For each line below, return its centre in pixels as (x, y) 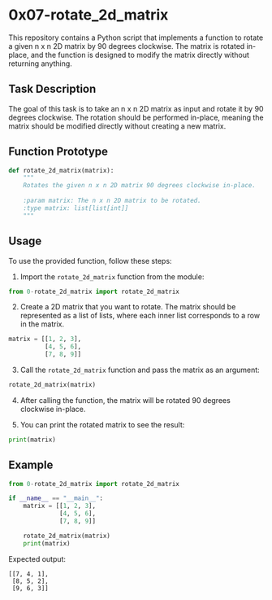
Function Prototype (58, 152)
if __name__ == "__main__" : (56, 498)
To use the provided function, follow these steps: (90, 261)
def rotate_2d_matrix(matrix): (61, 170)
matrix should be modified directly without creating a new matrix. (117, 126)
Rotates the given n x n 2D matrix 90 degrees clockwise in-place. (139, 186)
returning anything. (41, 64)
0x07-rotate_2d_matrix (89, 15)
